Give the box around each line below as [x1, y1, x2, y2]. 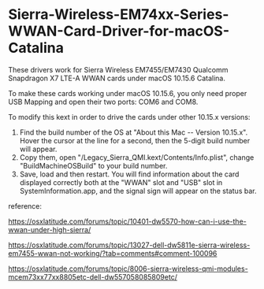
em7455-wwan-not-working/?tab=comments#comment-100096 [8, 248, 218, 258]
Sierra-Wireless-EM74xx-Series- [8, 6, 229, 24]
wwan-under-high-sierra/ [8, 224, 91, 234]
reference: [8, 201, 42, 210]
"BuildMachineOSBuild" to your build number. [19, 161, 168, 170]
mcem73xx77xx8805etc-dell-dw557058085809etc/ [8, 272, 177, 281]
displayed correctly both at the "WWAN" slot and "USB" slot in [19, 177, 223, 187]
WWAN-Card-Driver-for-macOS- [8, 22, 230, 40]
